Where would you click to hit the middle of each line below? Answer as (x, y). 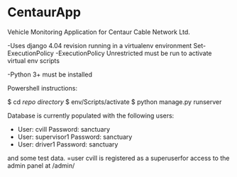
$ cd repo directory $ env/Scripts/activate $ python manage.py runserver (115, 102)
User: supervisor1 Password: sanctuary (75, 137)
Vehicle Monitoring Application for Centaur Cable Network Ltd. (99, 32)
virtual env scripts (34, 60)
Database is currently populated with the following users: (91, 115)
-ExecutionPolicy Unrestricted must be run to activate (134, 53)
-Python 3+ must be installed (50, 74)
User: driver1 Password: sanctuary (68, 144)
